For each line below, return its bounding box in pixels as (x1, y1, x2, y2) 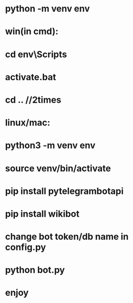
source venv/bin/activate (5, 162, 111, 174)
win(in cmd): (5, 26, 59, 37)
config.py (5, 242, 46, 253)
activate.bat (5, 71, 56, 83)
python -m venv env (5, 3, 90, 14)
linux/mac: (5, 117, 51, 129)
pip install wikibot (5, 208, 79, 219)
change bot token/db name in (5, 231, 129, 242)
